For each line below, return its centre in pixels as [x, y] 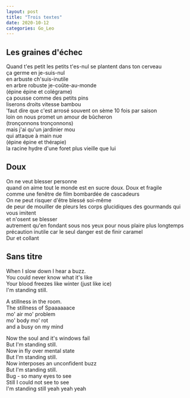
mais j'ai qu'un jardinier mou [41, 130]
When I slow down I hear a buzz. [46, 271]
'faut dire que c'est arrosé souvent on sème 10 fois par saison [82, 111]
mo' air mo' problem [31, 314]
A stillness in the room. [34, 301]
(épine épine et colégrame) [39, 92]
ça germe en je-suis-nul [36, 73]
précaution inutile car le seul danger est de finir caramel [75, 231]
